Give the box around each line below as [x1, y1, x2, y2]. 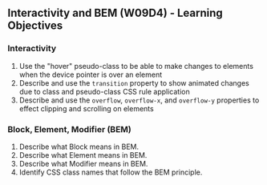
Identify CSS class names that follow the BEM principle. [18, 167, 203, 177]
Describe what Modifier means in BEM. [18, 159, 148, 168]
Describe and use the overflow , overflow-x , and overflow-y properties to [18, 95, 260, 105]
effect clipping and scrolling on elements [18, 103, 154, 113]
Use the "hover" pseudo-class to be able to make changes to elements [18, 61, 254, 70]
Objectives [7, 19, 63, 33]
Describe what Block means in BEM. [18, 142, 140, 151]
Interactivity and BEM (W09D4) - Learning [7, 6, 224, 20]
